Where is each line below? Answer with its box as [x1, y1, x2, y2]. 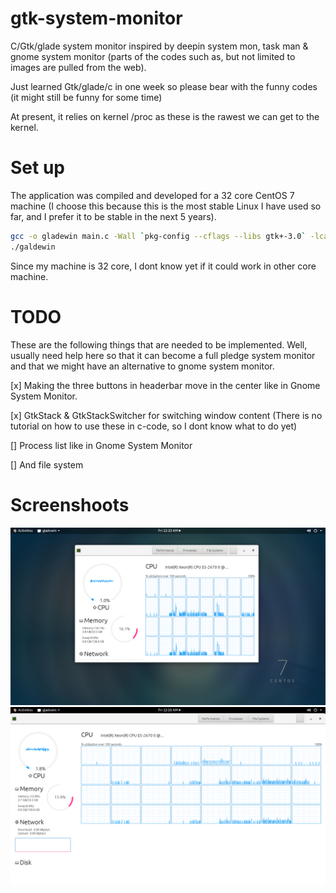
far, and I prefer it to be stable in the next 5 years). [10, 210, 217, 222]
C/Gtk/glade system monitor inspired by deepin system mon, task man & [10, 40, 309, 52]
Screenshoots [10, 493, 130, 516]
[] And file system [10, 458, 84, 471]
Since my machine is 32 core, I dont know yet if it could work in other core [10, 260, 317, 272]
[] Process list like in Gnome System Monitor [10, 439, 193, 451]
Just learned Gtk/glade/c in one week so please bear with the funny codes [10, 80, 318, 92]
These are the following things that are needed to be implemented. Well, [10, 338, 308, 351]
